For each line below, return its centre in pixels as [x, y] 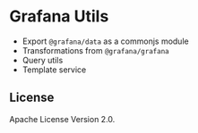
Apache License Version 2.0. [62, 119]
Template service [54, 70]
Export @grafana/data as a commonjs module [106, 41]
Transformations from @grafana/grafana [95, 50]
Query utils [43, 60]
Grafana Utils [59, 17]
